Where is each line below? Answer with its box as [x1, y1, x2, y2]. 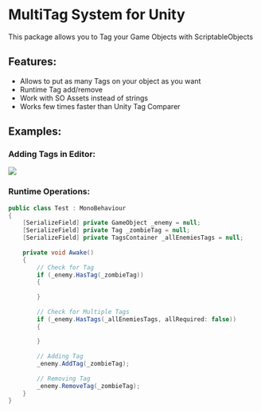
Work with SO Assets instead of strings [19, 93, 149, 103]
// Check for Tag [37, 263, 94, 272]
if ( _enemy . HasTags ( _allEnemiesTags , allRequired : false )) [37, 315, 237, 324]
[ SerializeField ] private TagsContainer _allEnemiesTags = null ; [22, 233, 244, 242]
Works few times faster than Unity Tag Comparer [19, 101, 181, 111]
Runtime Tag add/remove [19, 84, 103, 94]
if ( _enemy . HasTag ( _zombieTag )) [37, 271, 145, 279]
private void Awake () [22, 249, 94, 257]
